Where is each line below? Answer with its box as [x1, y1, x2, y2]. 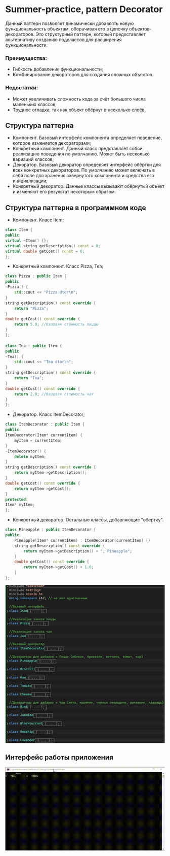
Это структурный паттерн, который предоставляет [35, 31, 146, 37]
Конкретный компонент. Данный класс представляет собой [12, 146, 143, 152]
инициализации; [12, 178, 48, 184]
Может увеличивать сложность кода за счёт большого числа [12, 95, 146, 102]
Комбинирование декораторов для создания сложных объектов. [12, 72, 154, 78]
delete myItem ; [14, 454, 47, 459]
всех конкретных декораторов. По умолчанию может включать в [12, 167, 155, 173]
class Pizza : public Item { [5, 274, 67, 279]
